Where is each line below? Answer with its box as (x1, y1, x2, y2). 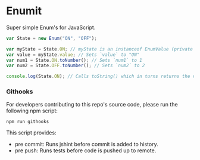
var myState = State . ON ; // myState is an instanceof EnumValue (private (6, 46, 193, 52)
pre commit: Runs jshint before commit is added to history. (14, 141, 159, 148)
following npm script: (6, 107, 58, 114)
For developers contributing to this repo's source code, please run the (6, 101, 178, 108)
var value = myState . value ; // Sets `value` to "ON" (6, 52, 140, 58)
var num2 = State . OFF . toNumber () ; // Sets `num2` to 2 (6, 62, 145, 69)
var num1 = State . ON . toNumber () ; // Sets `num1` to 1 (6, 57, 143, 63)
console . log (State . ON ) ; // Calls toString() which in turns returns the (6, 73, 190, 80)
